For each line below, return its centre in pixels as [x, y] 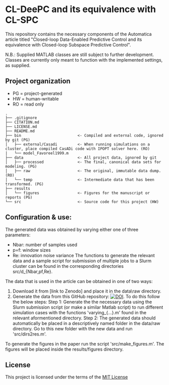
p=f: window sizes [32, 250]
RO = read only [28, 104]
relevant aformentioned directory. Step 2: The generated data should [84, 318]
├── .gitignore [21, 118]
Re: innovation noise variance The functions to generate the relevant [83, 255]
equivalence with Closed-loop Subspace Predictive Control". [68, 44]
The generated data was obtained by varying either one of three [72, 229]
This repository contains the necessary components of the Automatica [79, 34]
